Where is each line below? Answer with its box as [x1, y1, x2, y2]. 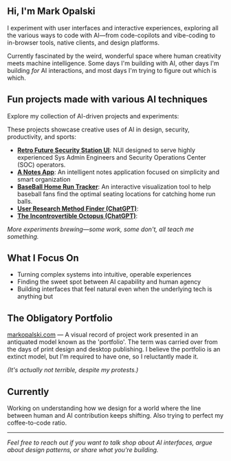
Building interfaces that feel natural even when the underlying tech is [16, 285, 212, 293]
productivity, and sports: [7, 132, 77, 140]
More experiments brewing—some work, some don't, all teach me [7, 225, 195, 233]
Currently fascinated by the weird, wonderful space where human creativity [7, 52, 221, 60]
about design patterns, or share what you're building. [7, 446, 159, 454]
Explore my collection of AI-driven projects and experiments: [7, 111, 179, 120]
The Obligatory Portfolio [7, 312, 113, 324]
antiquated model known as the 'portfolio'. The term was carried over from [7, 338, 218, 346]
